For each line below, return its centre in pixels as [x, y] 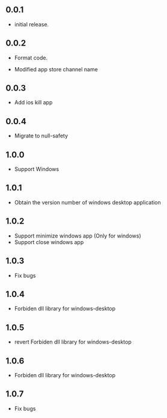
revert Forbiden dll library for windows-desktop [73, 342]
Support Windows [37, 169]
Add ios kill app [33, 103]
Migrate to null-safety [41, 136]
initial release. [32, 24]
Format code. [31, 58]
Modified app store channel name [56, 69]
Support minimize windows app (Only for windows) [78, 236]
